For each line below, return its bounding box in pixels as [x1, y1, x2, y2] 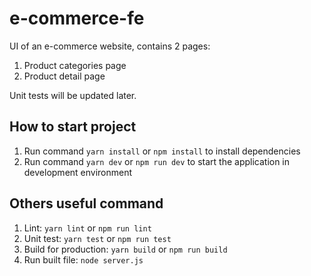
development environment [23, 166, 133, 178]
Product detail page [23, 70, 106, 82]
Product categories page [23, 59, 127, 71]
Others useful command [9, 195, 164, 212]
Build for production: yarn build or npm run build [23, 243, 228, 255]
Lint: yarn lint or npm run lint [23, 222, 152, 234]
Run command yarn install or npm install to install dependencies [23, 145, 301, 157]
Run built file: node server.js [23, 253, 144, 266]
